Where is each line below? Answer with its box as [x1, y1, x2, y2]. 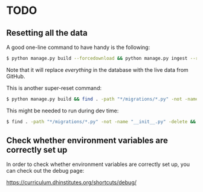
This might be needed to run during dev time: [6, 107, 119, 114]
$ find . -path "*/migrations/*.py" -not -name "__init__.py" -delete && [6, 118, 196, 124]
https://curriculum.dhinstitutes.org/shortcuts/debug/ [6, 179, 137, 186]
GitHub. [6, 72, 25, 80]
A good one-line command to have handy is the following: [6, 43, 150, 51]
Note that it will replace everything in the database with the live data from [6, 66, 188, 73]
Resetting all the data [6, 28, 88, 38]
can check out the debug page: [6, 167, 85, 174]
